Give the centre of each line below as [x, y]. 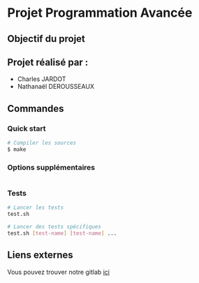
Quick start [27, 129]
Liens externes [40, 255]
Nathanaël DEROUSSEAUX [56, 87]
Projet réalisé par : [48, 62]
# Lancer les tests [36, 208]
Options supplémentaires [51, 167]
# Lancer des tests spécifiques [54, 227]
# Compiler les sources [42, 143]
